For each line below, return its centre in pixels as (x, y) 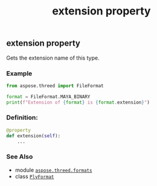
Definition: (22, 117)
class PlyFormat (34, 176)
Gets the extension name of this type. (53, 58)
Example (19, 73)
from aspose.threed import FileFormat (55, 85)
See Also (20, 157)
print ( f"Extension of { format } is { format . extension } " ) (78, 102)
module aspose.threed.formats (53, 170)
